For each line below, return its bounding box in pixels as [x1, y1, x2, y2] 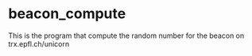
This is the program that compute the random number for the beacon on [8, 31, 245, 40]
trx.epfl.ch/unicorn [8, 39, 70, 48]
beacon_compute [8, 5, 126, 23]
